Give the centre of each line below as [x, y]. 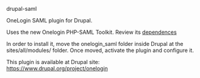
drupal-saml [22, 9]
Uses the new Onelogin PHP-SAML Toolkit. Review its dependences [91, 32]
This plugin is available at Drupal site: [53, 62]
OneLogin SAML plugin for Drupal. [49, 20]
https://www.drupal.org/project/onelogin [57, 68]
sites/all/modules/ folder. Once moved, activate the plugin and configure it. [100, 50]
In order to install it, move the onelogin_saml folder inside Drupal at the [95, 44]
